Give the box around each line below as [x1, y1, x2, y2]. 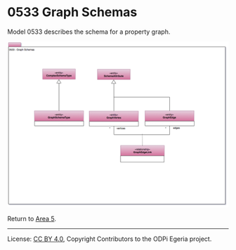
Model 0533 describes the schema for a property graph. [7, 27, 171, 36]
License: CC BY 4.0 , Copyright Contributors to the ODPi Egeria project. [7, 235, 212, 243]
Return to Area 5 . [7, 214, 57, 223]
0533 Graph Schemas [7, 4, 138, 20]
